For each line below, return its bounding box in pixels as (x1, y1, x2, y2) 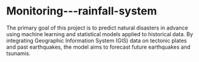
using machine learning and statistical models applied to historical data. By (6, 30, 194, 37)
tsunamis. (6, 49, 31, 57)
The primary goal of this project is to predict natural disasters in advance (6, 24, 188, 31)
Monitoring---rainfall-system (6, 4, 157, 18)
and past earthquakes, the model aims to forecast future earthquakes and (6, 43, 191, 51)
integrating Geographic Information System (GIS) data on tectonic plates (6, 37, 187, 44)
